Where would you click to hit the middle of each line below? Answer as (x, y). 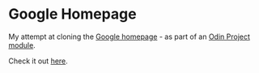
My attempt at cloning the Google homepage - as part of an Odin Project (129, 36)
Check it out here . (38, 61)
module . (22, 45)
